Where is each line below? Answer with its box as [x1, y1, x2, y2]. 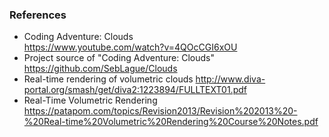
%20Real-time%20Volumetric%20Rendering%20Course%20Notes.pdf [23, 116, 319, 128]
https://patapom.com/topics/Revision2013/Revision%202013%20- [23, 105, 298, 117]
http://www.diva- [195, 73, 266, 85]
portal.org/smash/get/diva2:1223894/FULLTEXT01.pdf [23, 84, 247, 96]
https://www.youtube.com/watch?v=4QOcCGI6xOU [23, 41, 238, 53]
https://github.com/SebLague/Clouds [23, 63, 178, 75]
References [9, 8, 67, 22]
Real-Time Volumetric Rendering [23, 94, 158, 107]
